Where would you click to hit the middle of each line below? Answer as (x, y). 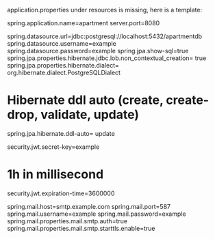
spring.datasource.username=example (62, 43)
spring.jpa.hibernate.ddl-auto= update (61, 133)
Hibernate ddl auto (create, (85, 100)
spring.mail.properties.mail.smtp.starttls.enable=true (81, 228)
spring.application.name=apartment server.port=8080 (84, 23)
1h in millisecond (55, 174)
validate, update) (90, 115)
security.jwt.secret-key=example (53, 147)
